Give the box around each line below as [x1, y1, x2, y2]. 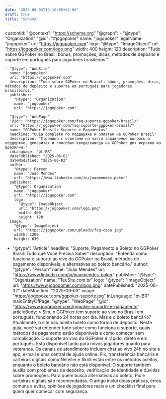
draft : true [5, 12, 30, 17]
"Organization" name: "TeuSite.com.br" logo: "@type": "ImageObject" [12, 277, 156, 283]
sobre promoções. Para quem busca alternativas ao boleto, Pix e [12, 373, 145, 379]
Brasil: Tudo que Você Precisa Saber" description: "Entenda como [12, 250, 148, 257]
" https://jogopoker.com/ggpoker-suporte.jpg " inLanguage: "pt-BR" [12, 293, 150, 299]
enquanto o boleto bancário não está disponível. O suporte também [12, 362, 151, 368]
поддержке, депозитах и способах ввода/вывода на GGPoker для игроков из [5, 141, 162, 146]
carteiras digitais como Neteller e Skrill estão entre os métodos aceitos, [12, 357, 159, 363]
